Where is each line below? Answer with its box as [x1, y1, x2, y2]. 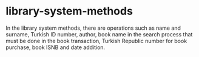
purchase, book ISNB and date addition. [5, 44, 106, 51]
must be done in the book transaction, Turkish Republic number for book [5, 37, 187, 44]
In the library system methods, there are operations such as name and [5, 24, 181, 32]
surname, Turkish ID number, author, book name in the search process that [5, 30, 193, 38]
